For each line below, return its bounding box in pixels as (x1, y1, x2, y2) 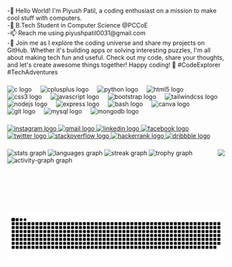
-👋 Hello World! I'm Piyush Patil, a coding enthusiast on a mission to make (7, 7, 217, 14)
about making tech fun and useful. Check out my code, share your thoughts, (7, 54, 224, 61)
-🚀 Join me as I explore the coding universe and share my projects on (7, 39, 205, 47)
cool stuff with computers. (7, 14, 82, 22)
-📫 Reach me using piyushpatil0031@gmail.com (7, 29, 146, 37)
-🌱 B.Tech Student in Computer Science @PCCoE (7, 21, 148, 29)
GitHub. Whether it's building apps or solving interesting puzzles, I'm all (7, 46, 211, 54)
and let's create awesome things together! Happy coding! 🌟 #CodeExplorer (7, 61, 221, 69)
